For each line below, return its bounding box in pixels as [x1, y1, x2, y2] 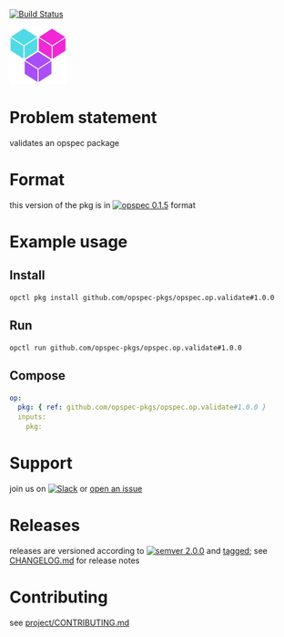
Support [9, 453, 73, 474]
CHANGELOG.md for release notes [9, 555, 140, 566]
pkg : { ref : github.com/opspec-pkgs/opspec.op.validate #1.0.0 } [17, 402, 267, 412]
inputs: [17, 412, 47, 422]
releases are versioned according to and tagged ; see [9, 545, 269, 556]
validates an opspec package [9, 137, 120, 148]
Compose [9, 368, 66, 383]
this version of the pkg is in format [9, 199, 196, 210]
